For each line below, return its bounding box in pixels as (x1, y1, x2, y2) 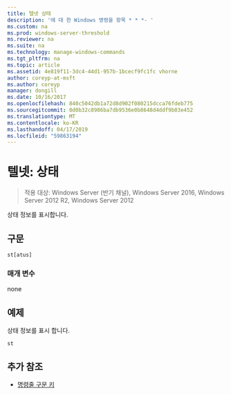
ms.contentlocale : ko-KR (7, 119, 79, 127)
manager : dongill (7, 87, 57, 94)
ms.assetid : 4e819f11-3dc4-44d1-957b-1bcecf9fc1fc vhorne (7, 68, 178, 75)
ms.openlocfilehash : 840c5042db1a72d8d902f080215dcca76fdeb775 (7, 100, 194, 107)
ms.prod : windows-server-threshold (7, 29, 110, 37)
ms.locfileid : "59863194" (7, 132, 82, 139)
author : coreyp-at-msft (7, 74, 76, 82)
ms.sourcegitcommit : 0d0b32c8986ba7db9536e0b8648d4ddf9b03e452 (7, 107, 194, 113)
